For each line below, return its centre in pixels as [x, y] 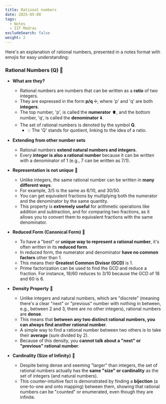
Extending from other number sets [49, 140]
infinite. [28, 397]
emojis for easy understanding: [37, 57]
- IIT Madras [23, 28]
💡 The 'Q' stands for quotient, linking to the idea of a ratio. [87, 130]
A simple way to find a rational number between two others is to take [90, 330]
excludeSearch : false [28, 33]
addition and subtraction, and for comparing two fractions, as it [85, 212]
